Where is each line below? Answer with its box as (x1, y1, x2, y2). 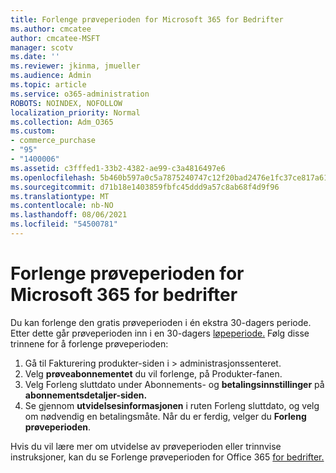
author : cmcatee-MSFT (10, 33, 101, 43)
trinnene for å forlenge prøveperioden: (10, 337, 169, 350)
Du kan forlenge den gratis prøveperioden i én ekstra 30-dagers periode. (10, 316, 312, 328)
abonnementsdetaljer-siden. (24, 389, 148, 401)
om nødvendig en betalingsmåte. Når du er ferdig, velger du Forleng (24, 410, 307, 422)
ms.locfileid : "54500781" (10, 219, 118, 230)
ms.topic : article (10, 80, 87, 90)
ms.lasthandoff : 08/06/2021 (10, 210, 128, 220)
